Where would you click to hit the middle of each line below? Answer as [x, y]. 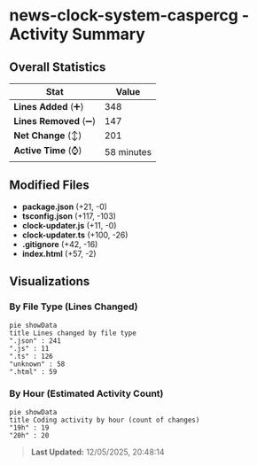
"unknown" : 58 [37, 364]
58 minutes [128, 151]
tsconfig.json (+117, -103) [69, 216]
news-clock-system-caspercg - [129, 16]
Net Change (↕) [48, 136]
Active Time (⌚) [48, 150]
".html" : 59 [33, 372]
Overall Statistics [58, 67]
